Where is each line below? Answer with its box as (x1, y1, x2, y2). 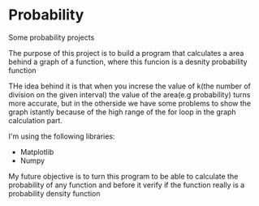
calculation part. (8, 115, 63, 125)
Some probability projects (8, 32, 95, 42)
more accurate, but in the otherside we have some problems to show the (8, 98, 252, 108)
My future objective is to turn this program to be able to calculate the (8, 171, 239, 181)
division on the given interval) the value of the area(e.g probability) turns (8, 89, 251, 99)
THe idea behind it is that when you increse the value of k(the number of (8, 81, 252, 91)
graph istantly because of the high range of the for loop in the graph (8, 107, 237, 117)
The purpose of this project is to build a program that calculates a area (8, 48, 244, 58)
